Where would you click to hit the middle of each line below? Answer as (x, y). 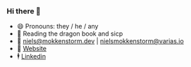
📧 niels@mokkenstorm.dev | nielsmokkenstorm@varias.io (100, 41)
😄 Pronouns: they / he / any (57, 27)
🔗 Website (32, 49)
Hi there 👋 (24, 11)
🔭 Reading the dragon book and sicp (70, 33)
